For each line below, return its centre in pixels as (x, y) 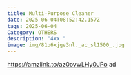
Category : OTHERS (32, 32)
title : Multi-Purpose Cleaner (51, 13)
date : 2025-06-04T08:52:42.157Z (53, 20)
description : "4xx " (37, 39)
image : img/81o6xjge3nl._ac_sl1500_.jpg (66, 45)
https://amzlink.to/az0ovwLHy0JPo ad (62, 64)
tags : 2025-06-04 (32, 26)
